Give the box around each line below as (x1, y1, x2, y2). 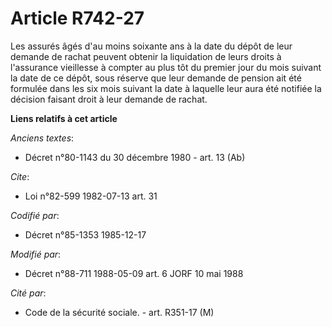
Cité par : (10, 287, 47, 299)
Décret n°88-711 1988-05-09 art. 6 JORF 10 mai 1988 (24, 267, 244, 279)
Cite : (10, 170, 30, 182)
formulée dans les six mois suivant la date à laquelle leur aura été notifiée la (10, 82, 322, 94)
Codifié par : (10, 209, 60, 221)
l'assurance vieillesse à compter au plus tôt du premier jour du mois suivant (10, 61, 322, 73)
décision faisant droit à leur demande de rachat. (10, 93, 208, 105)
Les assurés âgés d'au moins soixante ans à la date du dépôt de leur (10, 40, 293, 52)
